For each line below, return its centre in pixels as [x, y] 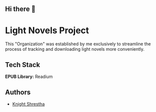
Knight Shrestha [28, 104]
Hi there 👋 [20, 9]
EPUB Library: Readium [29, 76]
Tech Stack [23, 65]
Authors [18, 92]
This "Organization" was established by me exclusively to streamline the [78, 44]
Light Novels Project [47, 30]
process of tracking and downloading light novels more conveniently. [75, 49]
